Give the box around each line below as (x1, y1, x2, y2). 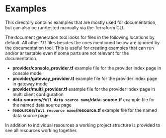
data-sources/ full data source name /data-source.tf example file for (12, 96, 155, 102)
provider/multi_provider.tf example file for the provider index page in (12, 86, 156, 92)
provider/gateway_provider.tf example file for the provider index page (12, 75, 158, 81)
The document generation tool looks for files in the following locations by (5, 34, 155, 40)
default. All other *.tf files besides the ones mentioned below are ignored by (5, 39, 160, 45)
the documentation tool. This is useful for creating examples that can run (5, 45, 154, 51)
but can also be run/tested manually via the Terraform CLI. (5, 24, 125, 30)
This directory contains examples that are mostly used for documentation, (5, 19, 157, 25)
